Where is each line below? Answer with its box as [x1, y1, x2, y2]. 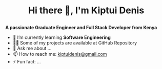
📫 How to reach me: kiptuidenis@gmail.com [12, 51, 107, 57]
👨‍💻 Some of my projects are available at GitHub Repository [12, 40, 137, 46]
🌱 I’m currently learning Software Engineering [12, 34, 111, 40]
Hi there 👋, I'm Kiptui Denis [28, 5, 145, 16]
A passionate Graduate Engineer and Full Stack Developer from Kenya [5, 25, 157, 31]
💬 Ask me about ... [12, 45, 52, 52]
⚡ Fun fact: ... [12, 59, 41, 65]
